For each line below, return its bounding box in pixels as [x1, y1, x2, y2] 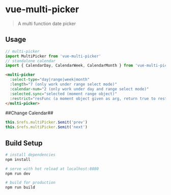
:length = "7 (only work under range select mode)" [10, 82, 117, 87]
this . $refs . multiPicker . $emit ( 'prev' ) [5, 120, 88, 125]
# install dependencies [5, 152, 56, 157]
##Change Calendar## [5, 110, 53, 116]
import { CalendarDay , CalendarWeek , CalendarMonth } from [5, 63, 133, 68]
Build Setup [5, 139, 43, 148]
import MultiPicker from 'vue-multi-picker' [5, 54, 101, 59]
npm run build [5, 185, 36, 190]
